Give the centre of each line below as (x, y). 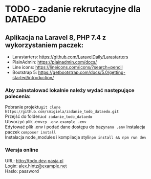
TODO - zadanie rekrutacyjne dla (73, 9)
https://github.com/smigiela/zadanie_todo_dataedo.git (62, 112)
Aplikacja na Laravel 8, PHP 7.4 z (55, 37)
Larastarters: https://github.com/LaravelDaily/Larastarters (70, 57)
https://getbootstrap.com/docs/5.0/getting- (82, 72)
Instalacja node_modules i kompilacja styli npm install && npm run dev (76, 137)
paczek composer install (31, 132)
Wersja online (22, 150)
